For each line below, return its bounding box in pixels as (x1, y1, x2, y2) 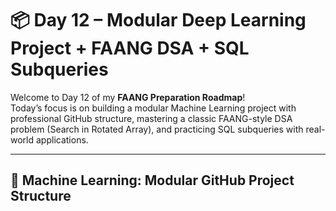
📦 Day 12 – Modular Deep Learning (10, 9, 307, 32)
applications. (35, 133, 89, 146)
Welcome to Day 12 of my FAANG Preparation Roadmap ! (10, 91, 246, 103)
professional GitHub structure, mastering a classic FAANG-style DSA (10, 112, 293, 124)
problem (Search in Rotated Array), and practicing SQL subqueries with (10, 123, 304, 135)
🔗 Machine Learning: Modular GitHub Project (10, 172, 295, 189)
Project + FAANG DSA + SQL (10, 37, 250, 60)
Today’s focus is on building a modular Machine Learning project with (10, 102, 297, 114)
